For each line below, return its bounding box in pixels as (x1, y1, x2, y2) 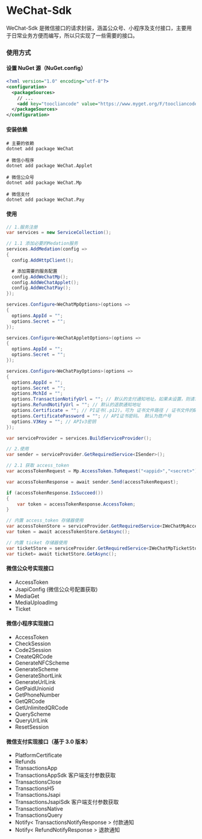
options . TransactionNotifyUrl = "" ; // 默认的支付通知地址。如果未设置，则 (11, 396, 191, 402)
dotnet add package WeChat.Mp (6, 180, 82, 186)
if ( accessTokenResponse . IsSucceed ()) (6, 490, 103, 496)
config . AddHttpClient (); (11, 257, 74, 263)
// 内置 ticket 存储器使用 (6, 539, 67, 546)
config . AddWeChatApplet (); (11, 279, 79, 285)
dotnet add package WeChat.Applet (6, 163, 93, 169)
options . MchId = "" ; (11, 390, 63, 397)
